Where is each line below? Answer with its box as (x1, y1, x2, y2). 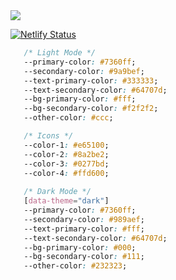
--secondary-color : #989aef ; (23, 214, 145, 224)
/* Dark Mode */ (23, 187, 92, 197)
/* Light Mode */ (23, 48, 97, 58)
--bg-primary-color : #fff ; (23, 94, 137, 104)
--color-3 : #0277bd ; (23, 159, 110, 169)
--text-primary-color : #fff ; (23, 224, 145, 234)
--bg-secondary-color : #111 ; (23, 252, 145, 262)
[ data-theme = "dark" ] (23, 196, 110, 206)
